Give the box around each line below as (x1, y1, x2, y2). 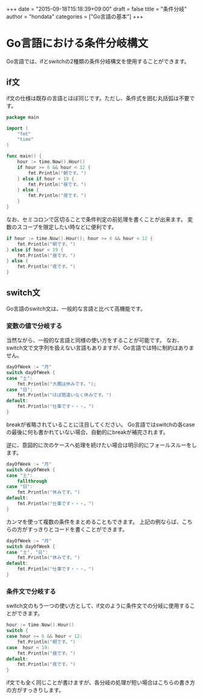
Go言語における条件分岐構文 (6, 36, 148, 50)
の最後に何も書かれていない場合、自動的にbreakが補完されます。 (6, 428, 168, 436)
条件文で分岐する (6, 587, 56, 596)
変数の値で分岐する (6, 322, 62, 330)
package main (6, 114, 39, 120)
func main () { (6, 153, 42, 159)
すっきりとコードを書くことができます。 (27, 525, 128, 533)
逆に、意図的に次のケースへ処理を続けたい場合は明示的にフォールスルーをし (6, 441, 197, 449)
